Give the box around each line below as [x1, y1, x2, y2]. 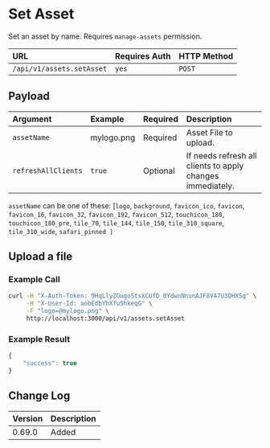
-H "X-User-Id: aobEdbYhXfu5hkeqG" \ [26, 299, 153, 308]
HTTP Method [178, 50, 234, 61]
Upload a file [8, 250, 73, 264]
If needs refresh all [186, 150, 257, 161]
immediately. [186, 180, 235, 191]
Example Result [8, 333, 71, 344]
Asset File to [186, 126, 233, 138]
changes [186, 170, 219, 181]
